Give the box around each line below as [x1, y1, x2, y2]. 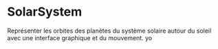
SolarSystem [7, 4, 83, 20]
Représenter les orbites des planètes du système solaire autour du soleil [7, 27, 212, 35]
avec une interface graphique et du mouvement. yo [7, 33, 153, 42]
